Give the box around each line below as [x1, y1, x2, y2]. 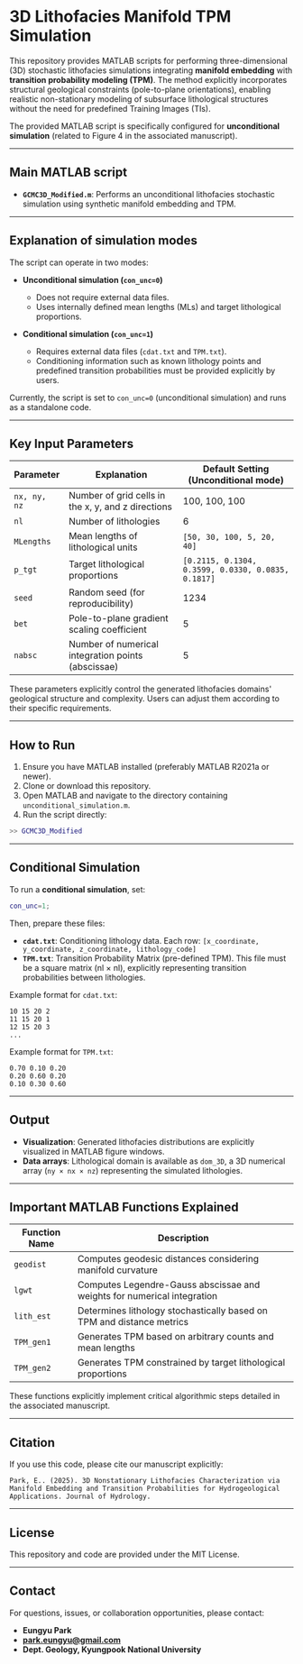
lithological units [69, 541, 138, 553]
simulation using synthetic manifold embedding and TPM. [22, 198, 236, 209]
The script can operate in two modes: [9, 257, 149, 268]
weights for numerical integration [77, 1290, 218, 1303]
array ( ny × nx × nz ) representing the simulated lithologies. [22, 1165, 243, 1175]
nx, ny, [14, 491, 47, 502]
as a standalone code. [9, 401, 92, 412]
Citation [9, 1435, 56, 1450]
